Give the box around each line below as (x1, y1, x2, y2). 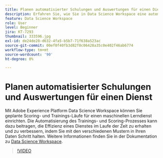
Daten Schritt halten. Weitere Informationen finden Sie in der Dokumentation (5, 133, 157, 139)
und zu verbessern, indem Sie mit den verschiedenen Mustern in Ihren (5, 129, 146, 134)
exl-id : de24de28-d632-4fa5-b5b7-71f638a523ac (5, 39, 101, 43)
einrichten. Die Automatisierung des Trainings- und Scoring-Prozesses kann (5, 118, 158, 124)
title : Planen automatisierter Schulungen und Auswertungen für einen (5, 7, 151, 12)
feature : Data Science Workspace (5, 16, 73, 21)
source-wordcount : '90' (5, 52, 53, 57)
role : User (5, 20, 27, 26)
